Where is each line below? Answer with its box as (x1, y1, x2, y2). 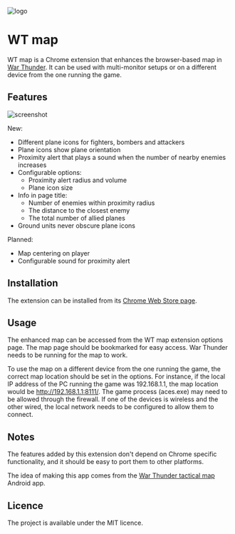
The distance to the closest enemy (28, 206, 130, 214)
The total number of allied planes (28, 213, 126, 222)
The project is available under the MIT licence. (7, 518, 144, 527)
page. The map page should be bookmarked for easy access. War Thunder (7, 343, 228, 352)
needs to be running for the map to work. (7, 351, 128, 360)
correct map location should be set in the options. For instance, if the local (7, 372, 226, 381)
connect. (7, 410, 33, 419)
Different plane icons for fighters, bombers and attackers (17, 138, 185, 146)
